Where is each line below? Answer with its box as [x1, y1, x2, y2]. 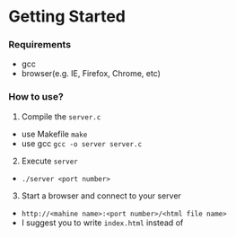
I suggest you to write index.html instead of [21, 217, 184, 228]
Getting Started [8, 6, 127, 27]
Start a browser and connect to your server [21, 190, 181, 201]
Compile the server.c [21, 110, 101, 122]
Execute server [21, 155, 78, 166]
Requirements [8, 39, 72, 51]
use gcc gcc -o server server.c [21, 137, 143, 149]
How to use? [8, 91, 64, 103]
